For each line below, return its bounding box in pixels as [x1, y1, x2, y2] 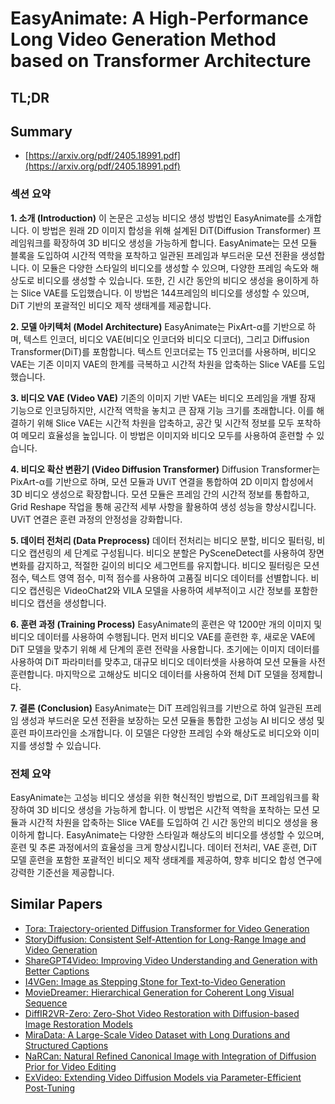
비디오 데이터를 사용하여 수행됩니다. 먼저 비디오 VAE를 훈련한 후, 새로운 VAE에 [10, 630, 316, 642]
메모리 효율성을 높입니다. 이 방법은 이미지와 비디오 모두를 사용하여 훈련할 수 [20, 429, 315, 441]
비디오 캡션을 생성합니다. [10, 597, 107, 609]
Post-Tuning [24, 1082, 75, 1094]
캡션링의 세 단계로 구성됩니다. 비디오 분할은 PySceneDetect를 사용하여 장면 [28, 547, 325, 559]
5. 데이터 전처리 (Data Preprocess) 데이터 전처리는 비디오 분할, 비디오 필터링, [10, 534, 315, 546]
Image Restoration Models [24, 1018, 133, 1030]
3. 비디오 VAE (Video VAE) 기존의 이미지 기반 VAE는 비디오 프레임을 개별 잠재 [10, 392, 316, 404]
